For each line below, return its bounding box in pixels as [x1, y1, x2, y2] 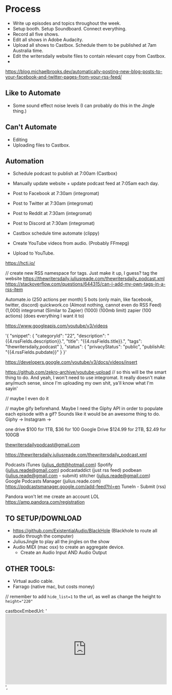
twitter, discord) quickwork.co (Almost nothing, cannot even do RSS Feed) [5, 302, 162, 308]
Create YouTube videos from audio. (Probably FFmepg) [12, 240, 130, 246]
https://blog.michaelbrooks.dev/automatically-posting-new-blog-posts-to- [5, 68, 163, 75]
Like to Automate [5, 88, 61, 98]
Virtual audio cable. [12, 578, 54, 584]
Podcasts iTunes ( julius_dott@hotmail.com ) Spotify [5, 461, 113, 468]
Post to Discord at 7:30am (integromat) [12, 220, 95, 226]
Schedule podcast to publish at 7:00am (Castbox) [12, 170, 118, 176]
